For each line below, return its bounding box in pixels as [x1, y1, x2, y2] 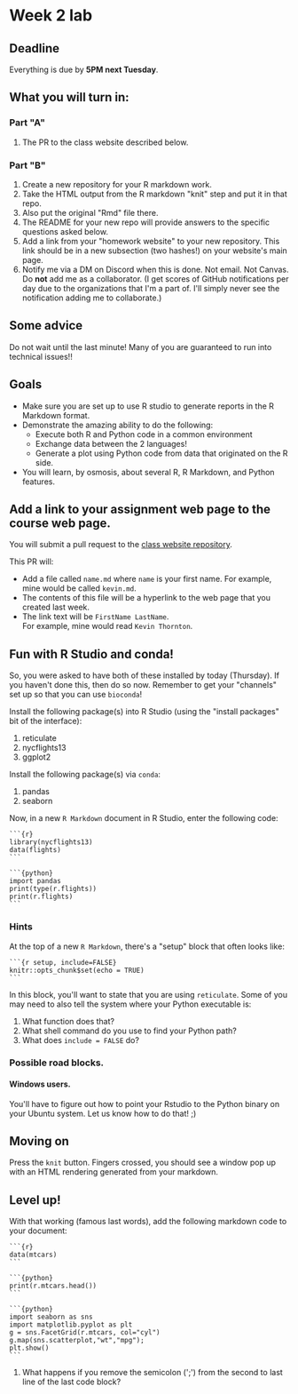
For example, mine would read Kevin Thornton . [21, 621, 193, 632]
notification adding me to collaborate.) [21, 292, 162, 303]
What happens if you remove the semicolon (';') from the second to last [21, 1367, 284, 1378]
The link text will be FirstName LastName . [21, 611, 169, 622]
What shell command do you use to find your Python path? [21, 1025, 237, 1036]
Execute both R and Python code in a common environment [35, 428, 253, 440]
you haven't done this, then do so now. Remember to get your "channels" [9, 680, 278, 690]
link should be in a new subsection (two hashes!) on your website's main [21, 245, 288, 256]
